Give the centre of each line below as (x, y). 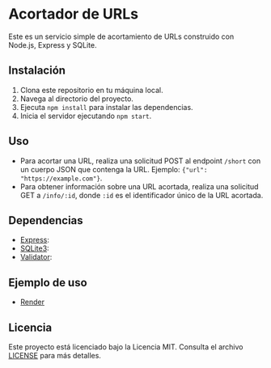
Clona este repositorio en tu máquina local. (91, 90)
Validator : (36, 257)
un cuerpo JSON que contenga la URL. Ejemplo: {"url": (114, 169)
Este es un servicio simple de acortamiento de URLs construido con (121, 36)
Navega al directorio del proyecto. (76, 99)
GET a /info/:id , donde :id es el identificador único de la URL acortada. (142, 195)
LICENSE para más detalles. (55, 355)
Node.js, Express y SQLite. (53, 44)
